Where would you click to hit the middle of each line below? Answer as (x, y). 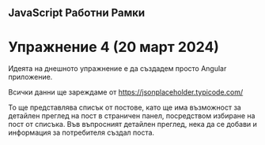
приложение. (30, 77)
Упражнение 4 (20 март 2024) (114, 47)
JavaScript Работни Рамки (77, 13)
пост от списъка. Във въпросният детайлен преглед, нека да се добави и (132, 125)
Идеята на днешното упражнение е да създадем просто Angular (117, 69)
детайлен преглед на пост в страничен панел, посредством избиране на (132, 116)
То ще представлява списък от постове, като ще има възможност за (125, 108)
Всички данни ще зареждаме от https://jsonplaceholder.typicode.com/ (126, 92)
